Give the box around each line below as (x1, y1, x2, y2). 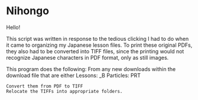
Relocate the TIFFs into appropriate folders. (6, 88, 123, 94)
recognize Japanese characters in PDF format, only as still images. (6, 54, 169, 61)
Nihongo (6, 4, 49, 18)
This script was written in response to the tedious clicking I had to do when (6, 35, 189, 42)
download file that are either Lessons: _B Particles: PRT (6, 72, 141, 79)
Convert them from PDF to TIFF (6, 83, 83, 89)
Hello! (6, 24, 21, 31)
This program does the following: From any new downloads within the (6, 65, 176, 72)
